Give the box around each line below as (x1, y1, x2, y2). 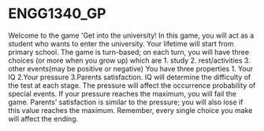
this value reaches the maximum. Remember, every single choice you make (8, 105, 253, 115)
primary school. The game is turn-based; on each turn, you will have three (8, 47, 250, 56)
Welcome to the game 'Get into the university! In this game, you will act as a (8, 31, 255, 40)
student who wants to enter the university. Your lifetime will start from (8, 38, 234, 48)
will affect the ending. (8, 114, 79, 123)
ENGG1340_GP (8, 5, 106, 23)
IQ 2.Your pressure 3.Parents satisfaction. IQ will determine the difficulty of (8, 72, 251, 82)
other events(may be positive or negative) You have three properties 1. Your (8, 64, 254, 73)
